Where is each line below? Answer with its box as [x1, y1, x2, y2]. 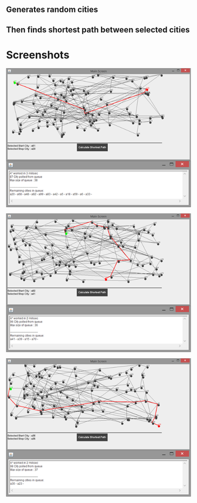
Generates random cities [6, 5, 98, 15]
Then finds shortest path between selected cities [6, 25, 190, 35]
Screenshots [6, 48, 70, 61]
